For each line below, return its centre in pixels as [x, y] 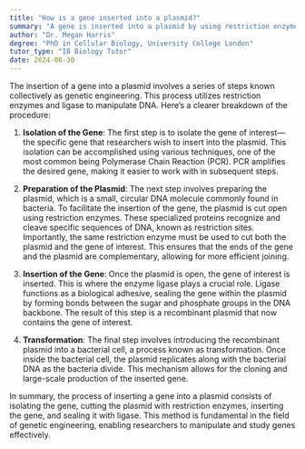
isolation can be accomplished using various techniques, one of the [149, 152]
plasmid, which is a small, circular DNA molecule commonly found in [150, 198]
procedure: [30, 115]
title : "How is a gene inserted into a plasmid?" [105, 18]
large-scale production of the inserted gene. [105, 379]
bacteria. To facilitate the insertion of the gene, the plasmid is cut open [155, 208]
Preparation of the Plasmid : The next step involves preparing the [145, 189]
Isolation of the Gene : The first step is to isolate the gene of [135, 132]
